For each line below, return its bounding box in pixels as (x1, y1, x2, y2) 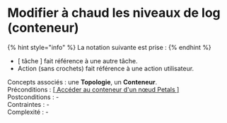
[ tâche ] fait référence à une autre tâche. (17, 56, 138, 65)
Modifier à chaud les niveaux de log (7, 5, 221, 21)
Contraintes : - (7, 100, 50, 108)
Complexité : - (7, 108, 49, 116)
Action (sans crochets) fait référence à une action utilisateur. (17, 64, 194, 72)
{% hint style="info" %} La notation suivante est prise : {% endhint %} (7, 43, 212, 51)
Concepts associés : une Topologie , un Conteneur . (7, 77, 158, 86)
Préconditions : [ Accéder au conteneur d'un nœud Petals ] (7, 85, 180, 93)
